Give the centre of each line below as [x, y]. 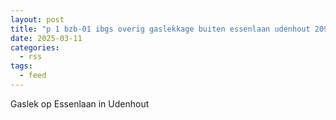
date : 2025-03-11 [46, 38]
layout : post [37, 19]
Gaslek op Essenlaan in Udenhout [80, 103]
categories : [35, 47]
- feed [33, 76]
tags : [21, 66]
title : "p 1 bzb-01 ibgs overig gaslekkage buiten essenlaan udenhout [160, 29]
